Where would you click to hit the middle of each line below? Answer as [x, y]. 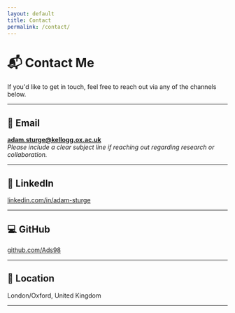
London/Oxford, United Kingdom [54, 295]
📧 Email [24, 123]
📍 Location [31, 278]
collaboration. [27, 155]
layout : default [31, 14]
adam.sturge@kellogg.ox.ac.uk [54, 140]
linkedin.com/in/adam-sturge [49, 200]
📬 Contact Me [51, 63]
